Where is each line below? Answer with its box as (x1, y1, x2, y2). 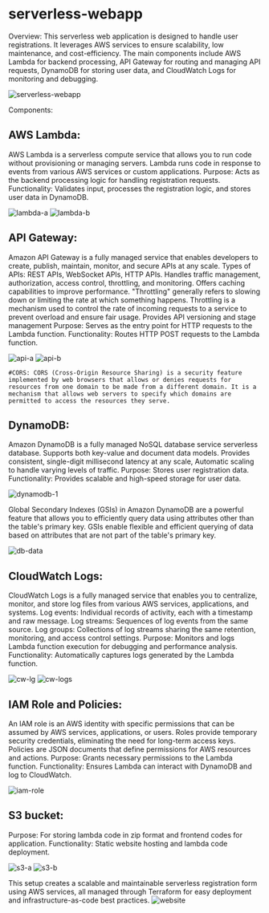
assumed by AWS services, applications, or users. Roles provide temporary (8, 728, 258, 736)
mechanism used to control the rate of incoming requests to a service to (8, 303, 247, 313)
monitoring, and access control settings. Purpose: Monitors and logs (8, 633, 235, 643)
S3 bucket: (8, 809, 64, 822)
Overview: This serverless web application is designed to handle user (8, 31, 238, 41)
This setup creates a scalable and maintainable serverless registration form (8, 878, 258, 887)
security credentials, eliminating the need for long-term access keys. (8, 736, 236, 745)
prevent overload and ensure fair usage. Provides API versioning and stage (8, 312, 256, 322)
